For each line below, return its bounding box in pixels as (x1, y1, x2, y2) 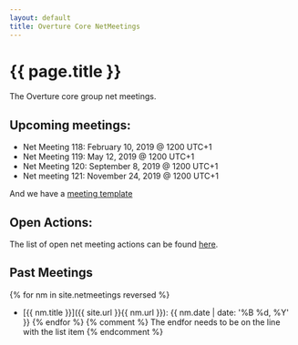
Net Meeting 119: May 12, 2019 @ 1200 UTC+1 (22, 151, 195, 162)
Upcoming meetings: (9, 117, 131, 133)
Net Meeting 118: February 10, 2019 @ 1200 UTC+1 (22, 142, 212, 153)
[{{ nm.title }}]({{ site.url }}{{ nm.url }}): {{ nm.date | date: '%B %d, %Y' (22, 307, 290, 318)
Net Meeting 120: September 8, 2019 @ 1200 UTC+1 (22, 161, 219, 172)
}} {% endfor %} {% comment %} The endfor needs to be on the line (22, 316, 281, 328)
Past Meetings (9, 265, 94, 280)
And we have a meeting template (9, 188, 133, 199)
